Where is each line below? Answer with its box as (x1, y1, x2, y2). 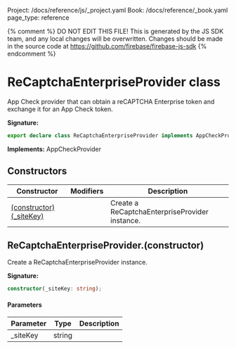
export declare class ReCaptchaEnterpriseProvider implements (7, 132, 193, 139)
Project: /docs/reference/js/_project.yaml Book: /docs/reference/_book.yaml (7, 6, 228, 14)
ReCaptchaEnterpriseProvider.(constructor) (7, 239, 204, 252)
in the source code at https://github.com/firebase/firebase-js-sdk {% (7, 42, 207, 50)
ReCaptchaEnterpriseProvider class (7, 74, 221, 90)
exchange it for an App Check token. (7, 105, 114, 113)
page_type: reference (7, 13, 70, 22)
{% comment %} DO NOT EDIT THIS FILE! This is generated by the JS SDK (7, 27, 224, 35)
